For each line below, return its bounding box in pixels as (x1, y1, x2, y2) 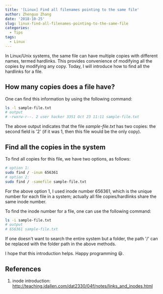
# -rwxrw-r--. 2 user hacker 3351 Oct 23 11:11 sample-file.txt (5, 114, 139, 120)
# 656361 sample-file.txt (5, 227, 58, 232)
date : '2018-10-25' (5, 16, 45, 21)
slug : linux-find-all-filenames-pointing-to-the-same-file (5, 21, 129, 26)
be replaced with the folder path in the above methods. (5, 241, 116, 247)
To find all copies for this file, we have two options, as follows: (5, 156, 131, 162)
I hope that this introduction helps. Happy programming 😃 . (5, 251, 124, 257)
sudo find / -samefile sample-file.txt (5, 179, 87, 184)
